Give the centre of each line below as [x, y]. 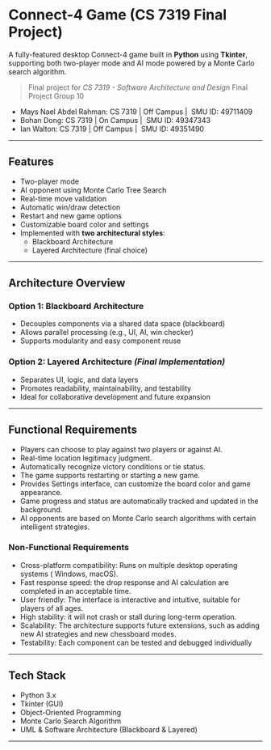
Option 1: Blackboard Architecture [76, 307]
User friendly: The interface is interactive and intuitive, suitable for [130, 600]
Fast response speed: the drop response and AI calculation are [124, 582]
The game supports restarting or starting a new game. [110, 475]
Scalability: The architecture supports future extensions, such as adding [140, 625]
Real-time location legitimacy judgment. [86, 458]
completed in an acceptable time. [75, 591]
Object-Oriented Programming [71, 712]
